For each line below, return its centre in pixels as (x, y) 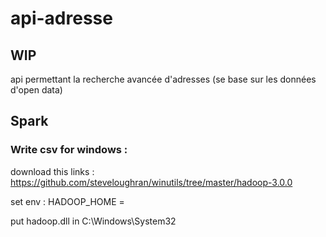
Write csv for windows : (69, 150)
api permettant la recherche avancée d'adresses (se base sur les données (163, 79)
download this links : (52, 171)
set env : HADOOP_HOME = (67, 201)
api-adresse (61, 18)
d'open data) (36, 90)
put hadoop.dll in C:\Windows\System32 (93, 221)
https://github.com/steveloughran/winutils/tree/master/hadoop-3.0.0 (151, 182)
